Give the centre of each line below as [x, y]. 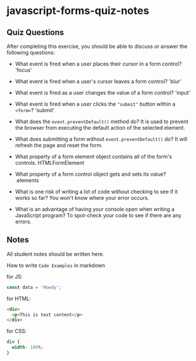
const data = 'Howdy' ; [34, 287]
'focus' [24, 70]
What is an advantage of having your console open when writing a [94, 209]
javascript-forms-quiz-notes [78, 11]
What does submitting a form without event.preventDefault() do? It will [101, 139]
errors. [23, 221]
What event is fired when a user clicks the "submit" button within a [95, 104]
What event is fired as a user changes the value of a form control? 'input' [103, 93]
